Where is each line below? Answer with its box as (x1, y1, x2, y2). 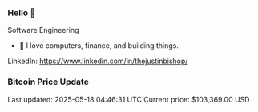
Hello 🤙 (7, 7, 36, 18)
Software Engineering (7, 26, 79, 35)
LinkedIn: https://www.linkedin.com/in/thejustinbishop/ (7, 56, 188, 66)
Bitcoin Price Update (7, 76, 89, 87)
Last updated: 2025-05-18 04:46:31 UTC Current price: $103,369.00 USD (7, 94, 250, 104)
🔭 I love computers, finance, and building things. (18, 41, 179, 50)
